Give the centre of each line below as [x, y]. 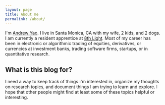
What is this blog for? [39, 70]
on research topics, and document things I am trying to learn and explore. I [81, 87]
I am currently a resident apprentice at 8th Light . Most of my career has [78, 38]
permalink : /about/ [25, 19]
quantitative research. [27, 54]
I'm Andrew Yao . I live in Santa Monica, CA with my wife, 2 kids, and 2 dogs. [83, 33]
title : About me [22, 14]
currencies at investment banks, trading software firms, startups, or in [77, 49]
